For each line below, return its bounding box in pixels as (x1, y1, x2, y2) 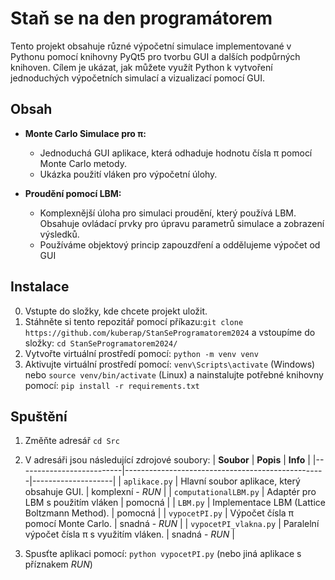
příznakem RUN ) (24, 558, 93, 571)
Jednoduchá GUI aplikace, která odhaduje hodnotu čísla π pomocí (39, 147, 313, 159)
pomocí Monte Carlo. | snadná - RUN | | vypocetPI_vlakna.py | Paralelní (24, 518, 320, 530)
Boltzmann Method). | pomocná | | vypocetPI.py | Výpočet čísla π (24, 507, 295, 519)
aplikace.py (123, 477, 173, 487)
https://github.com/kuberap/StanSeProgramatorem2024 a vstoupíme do (24, 326, 316, 338)
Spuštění (10, 408, 68, 425)
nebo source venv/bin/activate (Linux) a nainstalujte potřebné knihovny (24, 368, 324, 381)
